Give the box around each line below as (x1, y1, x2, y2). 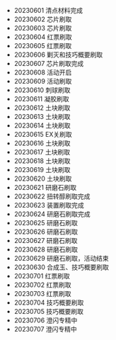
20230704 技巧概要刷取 (13, 298, 84, 307)
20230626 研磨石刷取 (13, 227, 79, 236)
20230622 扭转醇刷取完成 (13, 192, 91, 200)
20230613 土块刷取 (13, 113, 71, 120)
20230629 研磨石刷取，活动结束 (13, 254, 110, 262)
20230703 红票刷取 (13, 290, 72, 297)
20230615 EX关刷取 (13, 130, 72, 138)
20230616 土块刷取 (13, 139, 71, 147)
